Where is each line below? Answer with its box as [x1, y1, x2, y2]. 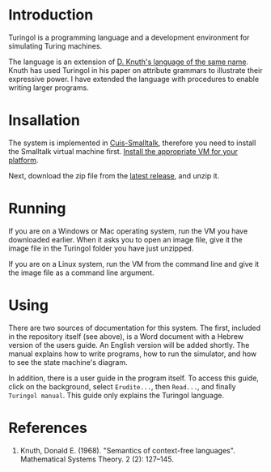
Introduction [8, 6, 94, 24]
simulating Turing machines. [8, 41, 103, 50]
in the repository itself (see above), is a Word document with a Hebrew [8, 331, 244, 341]
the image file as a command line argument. [8, 268, 155, 277]
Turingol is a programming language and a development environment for [8, 32, 250, 42]
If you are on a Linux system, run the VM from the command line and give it [8, 259, 260, 268]
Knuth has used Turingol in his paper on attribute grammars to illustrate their [8, 65, 263, 75]
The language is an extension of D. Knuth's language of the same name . [8, 57, 249, 67]
